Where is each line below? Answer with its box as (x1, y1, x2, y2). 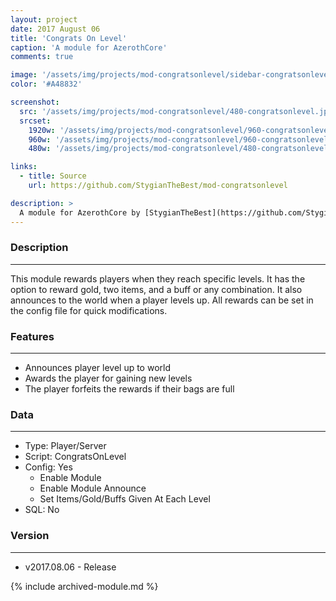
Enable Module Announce (39, 482, 147, 495)
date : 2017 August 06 (10, 24, 101, 34)
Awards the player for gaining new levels (24, 372, 193, 385)
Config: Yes (24, 461, 73, 473)
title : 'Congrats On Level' (10, 33, 128, 43)
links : (10, 162, 38, 172)
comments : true (10, 52, 74, 62)
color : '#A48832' (10, 79, 83, 90)
